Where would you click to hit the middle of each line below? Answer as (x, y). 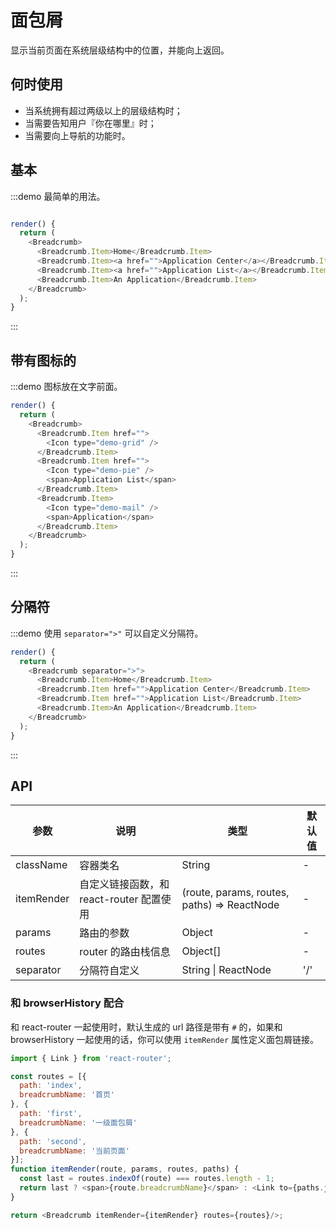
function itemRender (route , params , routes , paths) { (125, 1169)
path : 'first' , (51, 1114)
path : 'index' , (51, 1086)
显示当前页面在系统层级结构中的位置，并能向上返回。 (120, 50)
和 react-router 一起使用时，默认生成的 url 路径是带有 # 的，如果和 (146, 1027)
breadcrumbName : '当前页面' (74, 1151)
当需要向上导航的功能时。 (77, 135)
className (41, 865)
